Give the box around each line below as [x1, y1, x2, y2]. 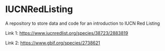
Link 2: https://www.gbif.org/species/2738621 [5, 39, 101, 46]
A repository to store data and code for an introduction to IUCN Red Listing [5, 20, 160, 26]
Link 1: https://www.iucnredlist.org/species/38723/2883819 [5, 30, 128, 36]
